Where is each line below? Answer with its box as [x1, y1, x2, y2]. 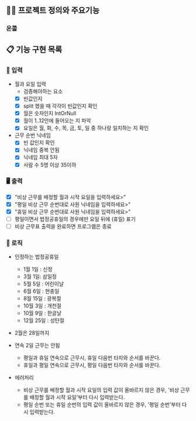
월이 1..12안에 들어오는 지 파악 [23, 117, 91, 124]
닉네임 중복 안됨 [23, 146, 60, 153]
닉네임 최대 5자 [23, 154, 59, 161]
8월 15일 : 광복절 [23, 295, 61, 302]
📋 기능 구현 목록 [6, 45, 63, 54]
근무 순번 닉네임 [14, 132, 51, 139]
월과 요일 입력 [14, 81, 46, 87]
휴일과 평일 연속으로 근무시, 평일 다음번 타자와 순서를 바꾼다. [23, 362, 161, 369]
